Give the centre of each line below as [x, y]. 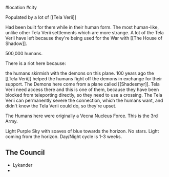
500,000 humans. [24, 53]
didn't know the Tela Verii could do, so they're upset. [61, 106]
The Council [25, 153]
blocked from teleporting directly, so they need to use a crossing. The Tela [84, 95]
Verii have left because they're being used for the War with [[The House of [84, 38]
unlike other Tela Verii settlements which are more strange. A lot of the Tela [84, 32]
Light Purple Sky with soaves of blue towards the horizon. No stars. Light [82, 131]
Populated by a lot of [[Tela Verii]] [41, 17]
